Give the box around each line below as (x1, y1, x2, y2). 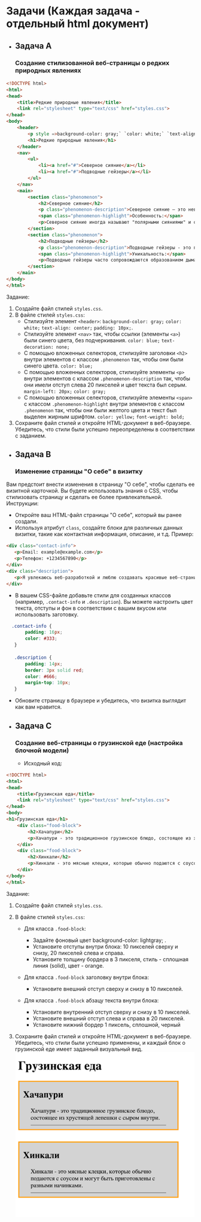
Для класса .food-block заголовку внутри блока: (23, 974, 150, 981)
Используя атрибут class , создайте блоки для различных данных (14, 524, 183, 531)
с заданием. (14, 432, 47, 439)
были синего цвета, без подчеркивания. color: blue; (23, 336, 160, 344)
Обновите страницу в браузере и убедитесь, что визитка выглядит (14, 697, 187, 704)
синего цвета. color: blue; (23, 362, 93, 369)
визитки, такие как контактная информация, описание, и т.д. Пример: (14, 531, 194, 538)
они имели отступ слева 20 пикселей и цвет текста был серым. (23, 381, 187, 388)
